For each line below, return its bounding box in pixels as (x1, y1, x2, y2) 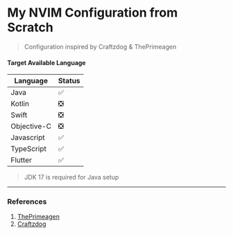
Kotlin (10, 99, 30, 109)
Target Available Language (7, 58, 86, 67)
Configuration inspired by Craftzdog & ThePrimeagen (24, 42, 177, 51)
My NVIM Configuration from (7, 5, 178, 21)
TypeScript (10, 144, 46, 154)
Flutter (10, 155, 33, 165)
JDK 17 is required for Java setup (24, 173, 119, 182)
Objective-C (10, 121, 52, 131)
